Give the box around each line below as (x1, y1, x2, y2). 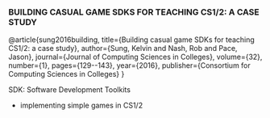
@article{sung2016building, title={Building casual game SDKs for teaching (8, 35, 255, 44)
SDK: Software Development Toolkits (8, 85, 131, 95)
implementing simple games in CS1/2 (19, 100, 143, 111)
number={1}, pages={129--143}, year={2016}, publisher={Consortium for (8, 61, 251, 70)
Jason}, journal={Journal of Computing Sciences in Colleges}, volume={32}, (8, 52, 263, 62)
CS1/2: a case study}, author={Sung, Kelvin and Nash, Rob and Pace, (8, 44, 238, 53)
